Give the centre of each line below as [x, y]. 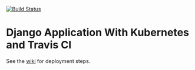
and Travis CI [39, 45]
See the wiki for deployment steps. [48, 61]
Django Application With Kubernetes [98, 33]
